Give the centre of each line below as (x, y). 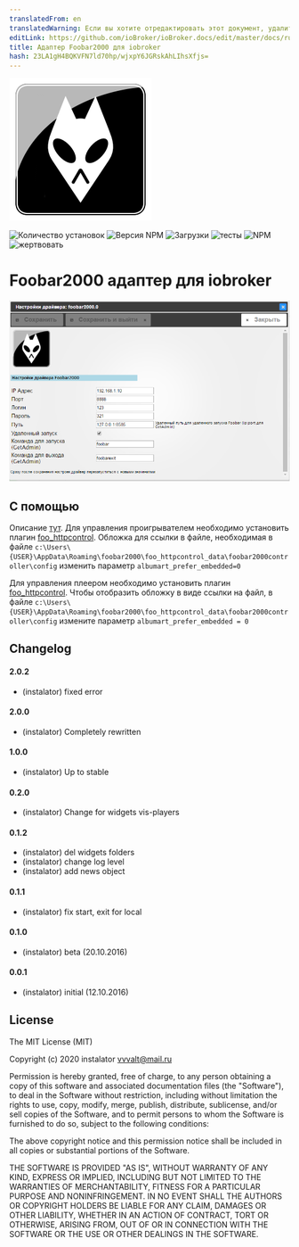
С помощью (44, 506)
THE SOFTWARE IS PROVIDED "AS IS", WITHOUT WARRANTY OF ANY (139, 1168)
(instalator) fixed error (62, 691)
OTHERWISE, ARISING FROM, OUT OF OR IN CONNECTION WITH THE (139, 1224)
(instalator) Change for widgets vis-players (101, 813)
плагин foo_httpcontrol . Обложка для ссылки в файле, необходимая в (141, 537)
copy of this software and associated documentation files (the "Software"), (147, 1086)
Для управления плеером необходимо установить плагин (120, 583)
